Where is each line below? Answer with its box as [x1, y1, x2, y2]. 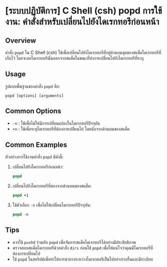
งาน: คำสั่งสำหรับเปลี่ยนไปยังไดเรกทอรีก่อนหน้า [5, 16, 159, 28]
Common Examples [5, 141, 68, 149]
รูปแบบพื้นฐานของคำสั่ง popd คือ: [5, 83, 60, 89]
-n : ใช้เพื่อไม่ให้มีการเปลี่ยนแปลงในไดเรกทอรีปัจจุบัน [12, 120, 100, 126]
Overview [5, 36, 37, 45]
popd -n [12, 212, 29, 217]
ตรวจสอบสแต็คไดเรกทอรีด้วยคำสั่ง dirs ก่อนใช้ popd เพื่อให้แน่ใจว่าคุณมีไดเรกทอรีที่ [12, 244, 153, 250]
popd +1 [12, 193, 29, 198]
